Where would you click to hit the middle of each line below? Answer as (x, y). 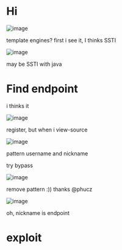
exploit (24, 238)
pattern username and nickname (47, 153)
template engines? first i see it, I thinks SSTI (61, 40)
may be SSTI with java (34, 64)
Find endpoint (42, 89)
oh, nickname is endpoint (38, 213)
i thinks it (18, 106)
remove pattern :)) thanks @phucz (49, 189)
